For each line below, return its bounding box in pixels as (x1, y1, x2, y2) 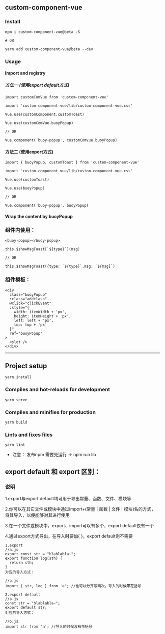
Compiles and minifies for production (5, 409, 96, 415)
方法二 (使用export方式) (5, 149, 54, 155)
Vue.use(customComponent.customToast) (5, 112, 84, 117)
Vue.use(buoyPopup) (5, 186, 45, 191)
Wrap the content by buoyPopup (5, 213, 73, 219)
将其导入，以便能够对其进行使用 (5, 512, 70, 518)
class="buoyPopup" (9, 292, 48, 297)
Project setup (5, 361, 48, 370)
